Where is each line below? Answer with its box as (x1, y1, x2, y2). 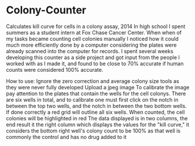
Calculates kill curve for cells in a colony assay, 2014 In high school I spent (6, 23, 186, 30)
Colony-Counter (6, 4, 86, 17)
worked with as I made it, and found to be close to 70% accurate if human (6, 60, 184, 67)
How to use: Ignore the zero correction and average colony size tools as (6, 77, 179, 85)
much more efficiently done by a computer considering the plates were (6, 41, 177, 48)
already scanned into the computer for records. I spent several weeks (6, 47, 173, 54)
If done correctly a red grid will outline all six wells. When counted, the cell (6, 109, 185, 116)
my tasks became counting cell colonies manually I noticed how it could (6, 35, 179, 42)
